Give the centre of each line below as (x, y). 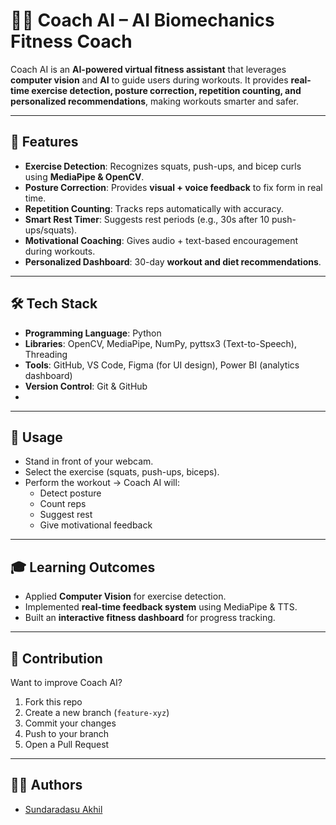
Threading (46, 354)
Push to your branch (67, 733)
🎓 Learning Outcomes (83, 567)
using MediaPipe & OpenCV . (84, 176)
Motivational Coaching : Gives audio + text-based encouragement (161, 240)
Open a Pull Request (67, 744)
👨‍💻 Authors (46, 785)
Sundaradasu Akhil (63, 809)
